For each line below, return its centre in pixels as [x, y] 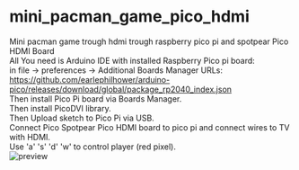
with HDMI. [30, 137]
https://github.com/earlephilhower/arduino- [90, 79]
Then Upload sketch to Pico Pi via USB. [82, 118]
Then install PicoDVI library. [60, 108]
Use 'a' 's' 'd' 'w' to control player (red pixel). [93, 147]
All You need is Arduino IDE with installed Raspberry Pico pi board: [132, 60]
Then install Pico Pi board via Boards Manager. [96, 98]
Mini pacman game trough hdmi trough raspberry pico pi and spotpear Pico [149, 41]
